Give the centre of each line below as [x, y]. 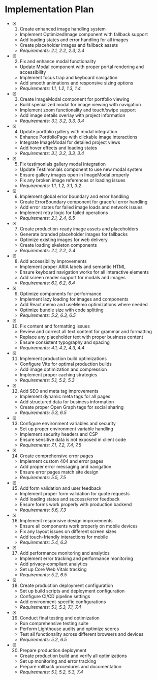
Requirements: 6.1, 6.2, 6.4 [47, 283]
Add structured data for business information [67, 402]
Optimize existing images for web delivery [64, 240]
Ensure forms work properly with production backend [76, 504]
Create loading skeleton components [58, 245]
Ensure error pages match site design [59, 472]
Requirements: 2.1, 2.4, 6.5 [47, 218]
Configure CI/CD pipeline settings [55, 596]
